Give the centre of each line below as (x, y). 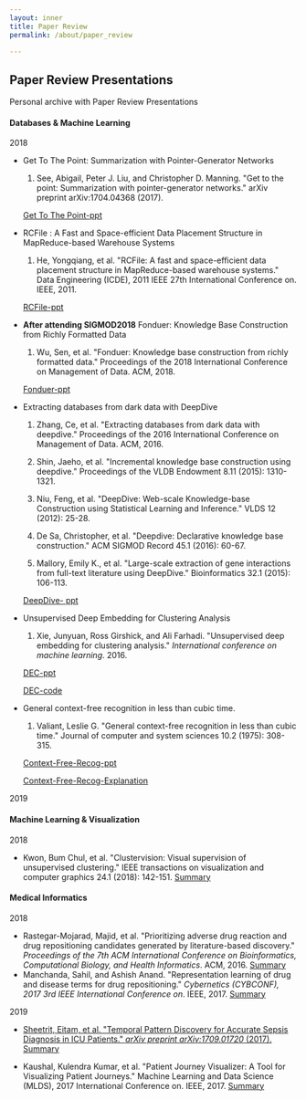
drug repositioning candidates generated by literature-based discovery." (158, 945)
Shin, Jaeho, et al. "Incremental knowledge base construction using (164, 462)
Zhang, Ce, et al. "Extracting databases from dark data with (148, 424)
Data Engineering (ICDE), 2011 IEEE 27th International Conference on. (166, 280)
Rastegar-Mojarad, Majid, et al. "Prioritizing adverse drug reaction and (155, 936)
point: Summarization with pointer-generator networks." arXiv (152, 188)
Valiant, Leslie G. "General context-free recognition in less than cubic (166, 726)
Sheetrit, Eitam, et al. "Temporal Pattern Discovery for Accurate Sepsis (155, 1029)
